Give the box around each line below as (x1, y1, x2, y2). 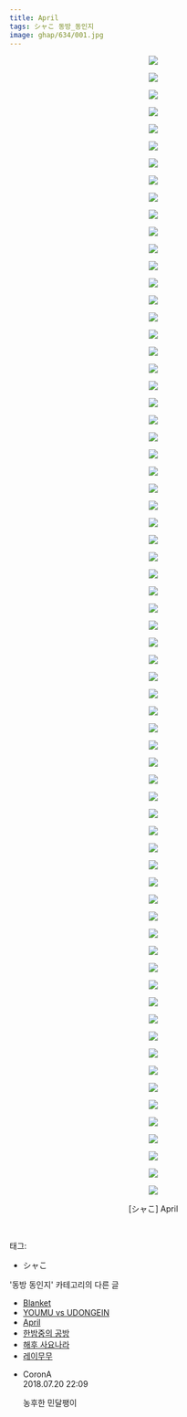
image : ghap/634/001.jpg (9, 30, 104, 39)
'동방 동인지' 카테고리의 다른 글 (9, 1279, 119, 1290)
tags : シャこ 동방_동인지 (9, 22, 94, 31)
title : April (9, 13, 59, 23)
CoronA (22, 1369, 52, 1380)
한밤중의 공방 (22, 1328, 70, 1338)
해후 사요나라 (22, 1339, 70, 1350)
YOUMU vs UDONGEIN (22, 1307, 110, 1318)
